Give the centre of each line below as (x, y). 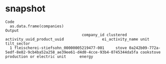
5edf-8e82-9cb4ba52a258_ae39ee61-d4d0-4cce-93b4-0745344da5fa (72, 52)
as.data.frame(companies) (37, 26)
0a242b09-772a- (145, 48)
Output (12, 30)
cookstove (150, 52)
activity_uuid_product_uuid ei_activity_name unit (77, 39)
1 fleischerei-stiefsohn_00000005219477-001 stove (68, 48)
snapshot (25, 9)
